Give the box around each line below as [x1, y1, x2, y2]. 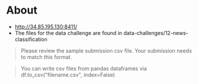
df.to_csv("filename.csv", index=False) [20, 71, 115, 78]
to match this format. [20, 53, 73, 60]
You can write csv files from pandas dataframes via [20, 64, 147, 72]
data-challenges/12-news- [123, 29, 188, 36]
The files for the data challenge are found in [14, 29, 122, 36]
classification [14, 35, 48, 43]
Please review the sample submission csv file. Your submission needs [20, 47, 192, 54]
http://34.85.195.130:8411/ [14, 23, 77, 30]
